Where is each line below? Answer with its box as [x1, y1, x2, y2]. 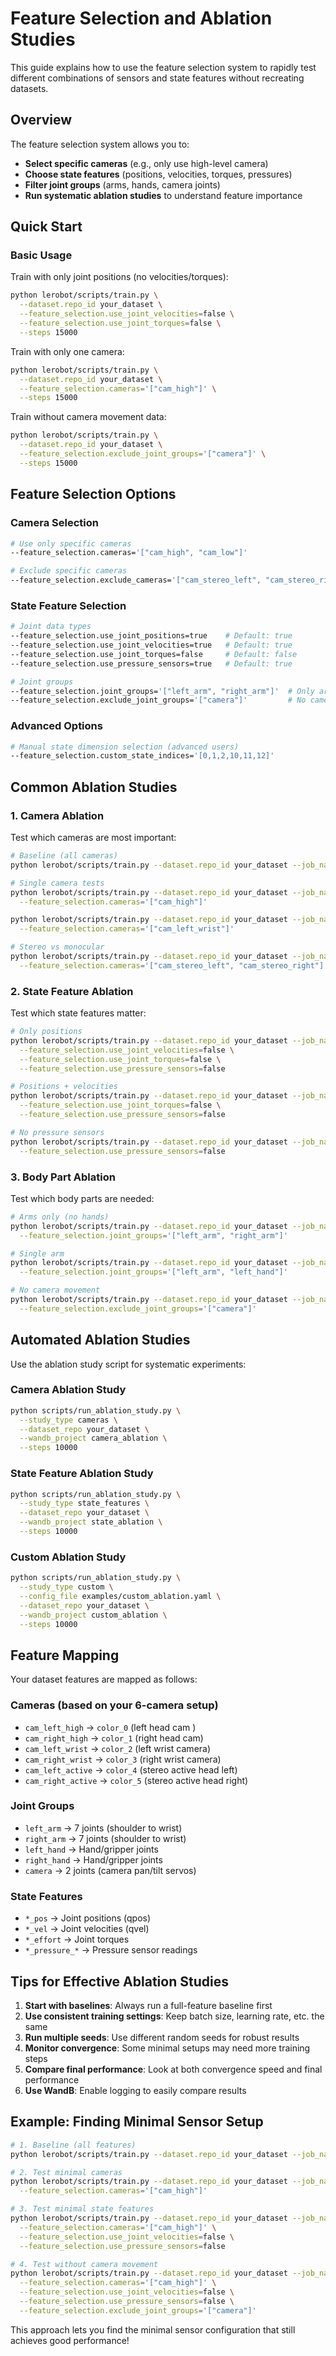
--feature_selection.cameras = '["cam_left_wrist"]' [19, 924, 235, 934]
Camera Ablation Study [10, 1383, 127, 1397]
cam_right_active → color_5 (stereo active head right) [24, 1774, 249, 1786]
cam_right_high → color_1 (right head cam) [24, 1732, 204, 1744]
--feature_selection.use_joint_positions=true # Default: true [10, 631, 293, 641]
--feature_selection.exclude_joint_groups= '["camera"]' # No [10, 695, 307, 706]
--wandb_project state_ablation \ [19, 1517, 163, 1527]
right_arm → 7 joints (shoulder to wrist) [24, 1832, 187, 1844]
